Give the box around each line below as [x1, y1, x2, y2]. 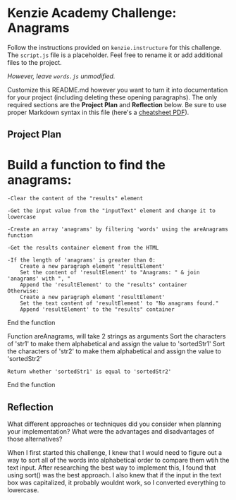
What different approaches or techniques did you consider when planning [7, 420, 222, 428]
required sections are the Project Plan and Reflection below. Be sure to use [7, 100, 227, 109]
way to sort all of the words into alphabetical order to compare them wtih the [7, 456, 230, 465]
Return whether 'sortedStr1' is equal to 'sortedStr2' [7, 368, 172, 375]
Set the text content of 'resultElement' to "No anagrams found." [20, 300, 219, 307]
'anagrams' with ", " [7, 275, 71, 283]
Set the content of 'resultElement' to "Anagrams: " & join [20, 269, 200, 276]
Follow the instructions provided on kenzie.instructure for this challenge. [7, 43, 222, 51]
